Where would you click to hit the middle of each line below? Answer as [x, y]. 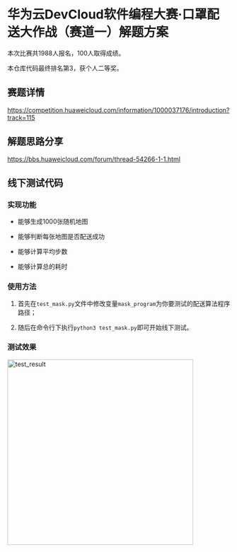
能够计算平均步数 [42, 252]
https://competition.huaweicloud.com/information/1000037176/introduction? [118, 110]
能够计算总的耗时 [42, 266]
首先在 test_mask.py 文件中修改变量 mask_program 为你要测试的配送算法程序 [124, 303]
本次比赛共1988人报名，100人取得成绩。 [66, 53]
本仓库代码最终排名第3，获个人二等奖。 [65, 68]
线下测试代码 [35, 183]
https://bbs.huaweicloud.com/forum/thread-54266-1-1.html [94, 159]
